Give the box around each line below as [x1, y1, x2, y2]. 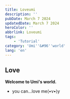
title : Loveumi [5, 7, 36, 12]
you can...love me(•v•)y [12, 88, 60, 94]
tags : [5, 35, 16, 40]
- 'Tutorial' [14, 39, 40, 44]
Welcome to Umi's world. [5, 79, 57, 85]
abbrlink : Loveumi [5, 30, 42, 35]
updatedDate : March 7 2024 [5, 20, 59, 26]
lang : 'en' [5, 48, 27, 53]
